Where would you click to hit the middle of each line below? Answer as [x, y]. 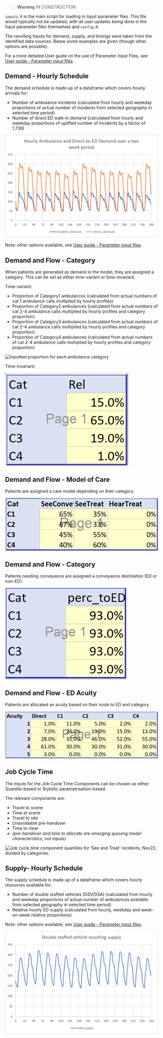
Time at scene [26, 812]
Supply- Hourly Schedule [44, 868]
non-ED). [14, 581]
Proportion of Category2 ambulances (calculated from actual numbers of [85, 306]
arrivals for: [16, 93]
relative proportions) [51, 915]
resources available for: [29, 885]
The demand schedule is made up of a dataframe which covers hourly [75, 88]
